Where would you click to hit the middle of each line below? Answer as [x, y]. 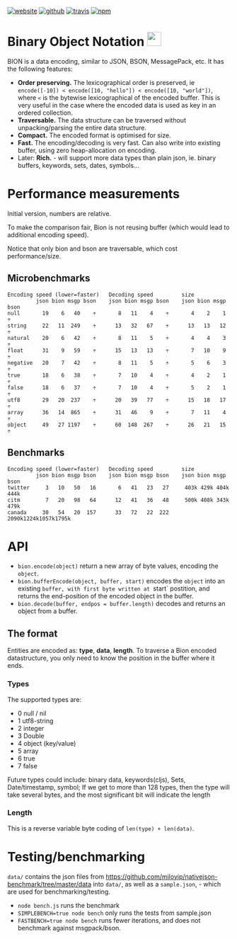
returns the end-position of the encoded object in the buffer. [105, 596]
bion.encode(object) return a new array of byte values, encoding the [118, 566]
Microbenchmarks [49, 279]
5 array [28, 751]
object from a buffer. [47, 611]
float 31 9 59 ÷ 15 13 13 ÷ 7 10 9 [117, 351]
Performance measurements [94, 194]
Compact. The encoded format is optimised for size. [94, 135]
